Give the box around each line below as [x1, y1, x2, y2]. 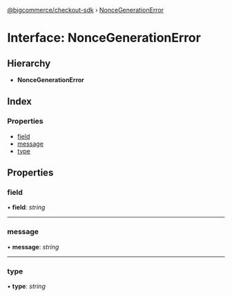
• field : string [7, 203, 46, 211]
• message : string [7, 242, 59, 251]
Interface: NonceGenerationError [7, 30, 202, 46]
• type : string [7, 282, 46, 290]
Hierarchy [7, 57, 51, 69]
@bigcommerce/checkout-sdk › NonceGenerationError [7, 6, 164, 14]
